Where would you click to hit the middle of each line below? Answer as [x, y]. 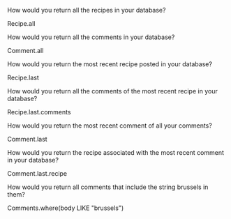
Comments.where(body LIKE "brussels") [66, 208]
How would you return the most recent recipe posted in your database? [110, 64]
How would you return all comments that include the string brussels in [108, 187]
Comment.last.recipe [37, 173]
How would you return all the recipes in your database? [87, 10]
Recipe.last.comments [39, 112]
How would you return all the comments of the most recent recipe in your [112, 91]
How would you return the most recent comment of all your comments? [110, 126]
